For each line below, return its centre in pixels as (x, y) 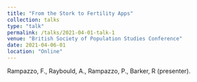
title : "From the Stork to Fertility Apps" (70, 13)
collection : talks (33, 20)
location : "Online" (35, 52)
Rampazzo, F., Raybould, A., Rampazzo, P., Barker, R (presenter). (99, 71)
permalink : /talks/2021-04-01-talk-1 (61, 32)
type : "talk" (26, 26)
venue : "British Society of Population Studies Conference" (95, 39)
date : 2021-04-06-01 (37, 45)
